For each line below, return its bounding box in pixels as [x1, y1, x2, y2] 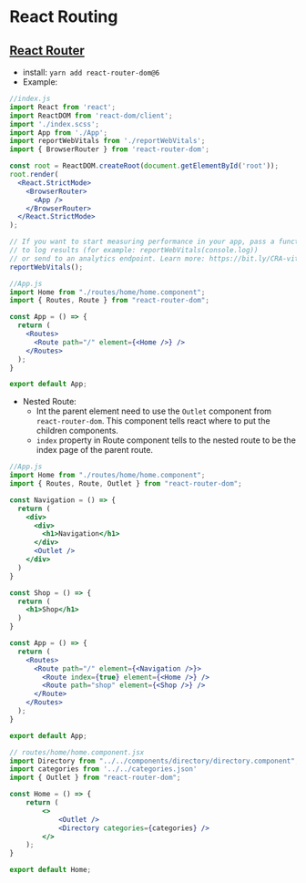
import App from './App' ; [9, 128, 107, 138]
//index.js [9, 94, 51, 103]
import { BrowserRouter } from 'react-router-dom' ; [9, 145, 209, 154]
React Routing [9, 6, 118, 27]
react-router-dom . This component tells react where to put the [36, 416, 270, 426]
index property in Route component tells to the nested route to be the [36, 435, 296, 446]
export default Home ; [9, 866, 92, 875]
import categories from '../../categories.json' [9, 765, 198, 774]
